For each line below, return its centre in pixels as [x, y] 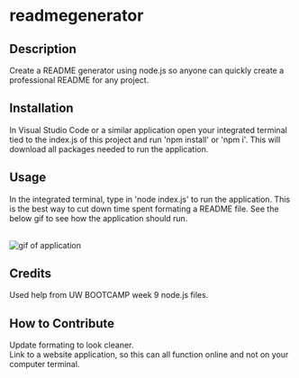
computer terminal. [45, 364]
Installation [41, 108]
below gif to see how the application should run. [99, 218]
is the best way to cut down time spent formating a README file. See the [144, 209]
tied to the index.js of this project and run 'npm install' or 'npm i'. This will [145, 139]
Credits [31, 274]
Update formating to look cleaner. [72, 345]
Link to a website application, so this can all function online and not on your [149, 355]
